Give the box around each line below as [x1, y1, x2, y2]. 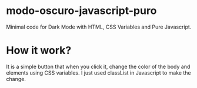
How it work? [6, 44, 72, 57]
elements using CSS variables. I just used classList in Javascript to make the [6, 69, 191, 76]
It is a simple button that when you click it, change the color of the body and [6, 63, 191, 70]
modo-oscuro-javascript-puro [6, 4, 157, 17]
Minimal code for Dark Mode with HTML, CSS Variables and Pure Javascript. [6, 23, 192, 30]
